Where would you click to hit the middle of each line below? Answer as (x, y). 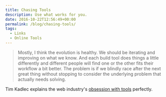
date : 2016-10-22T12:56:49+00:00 (41, 19)
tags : (11, 29)
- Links (18, 33)
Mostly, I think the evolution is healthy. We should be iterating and (86, 52)
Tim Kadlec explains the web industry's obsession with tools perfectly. (79, 89)
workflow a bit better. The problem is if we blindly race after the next (89, 68)
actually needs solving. (42, 79)
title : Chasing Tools (28, 10)
